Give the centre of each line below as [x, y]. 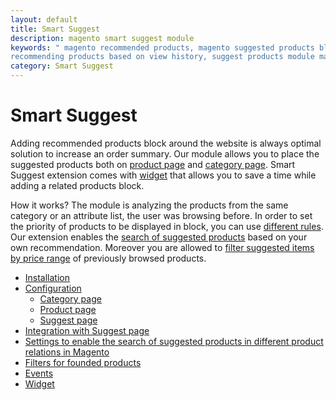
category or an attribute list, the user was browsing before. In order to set [161, 215]
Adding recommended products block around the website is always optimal [166, 143]
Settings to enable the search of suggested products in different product [174, 341]
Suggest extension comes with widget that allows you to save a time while [163, 175]
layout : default [44, 19]
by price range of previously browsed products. [108, 258]
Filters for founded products [83, 362]
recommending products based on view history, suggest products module [162, 57]
